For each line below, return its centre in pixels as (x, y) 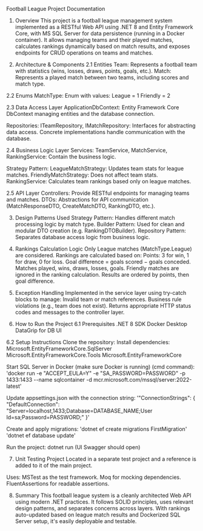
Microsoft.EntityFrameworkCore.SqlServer (59, 349)
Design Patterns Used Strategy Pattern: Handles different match (95, 218)
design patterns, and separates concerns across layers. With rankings (102, 508)
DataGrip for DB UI (38, 330)
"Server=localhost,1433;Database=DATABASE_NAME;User (79, 411)
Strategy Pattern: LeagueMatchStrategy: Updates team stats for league (95, 168)
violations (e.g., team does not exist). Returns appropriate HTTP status (103, 306)
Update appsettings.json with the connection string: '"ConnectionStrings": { (101, 398)
